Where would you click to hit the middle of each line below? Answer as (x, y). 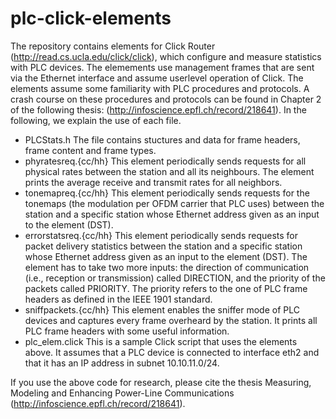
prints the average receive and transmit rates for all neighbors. (153, 182)
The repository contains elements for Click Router (113, 46)
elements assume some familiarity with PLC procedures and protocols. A (160, 88)
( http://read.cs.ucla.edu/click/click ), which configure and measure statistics (166, 56)
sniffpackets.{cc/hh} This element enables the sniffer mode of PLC (162, 309)
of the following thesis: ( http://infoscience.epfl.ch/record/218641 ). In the (158, 109)
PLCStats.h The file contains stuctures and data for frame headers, (162, 139)
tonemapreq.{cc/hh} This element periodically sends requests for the (167, 193)
